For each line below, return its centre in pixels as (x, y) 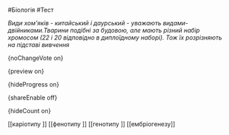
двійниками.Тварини (38, 30)
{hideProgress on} (33, 84)
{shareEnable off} (32, 97)
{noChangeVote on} (36, 58)
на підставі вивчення (39, 45)
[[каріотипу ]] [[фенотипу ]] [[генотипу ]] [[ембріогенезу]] (92, 124)
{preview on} (26, 71)
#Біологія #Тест (31, 10)
